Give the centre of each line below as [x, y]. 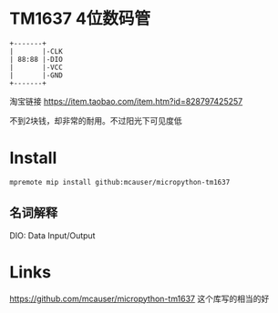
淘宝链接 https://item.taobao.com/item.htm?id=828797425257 [126, 101]
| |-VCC [36, 67]
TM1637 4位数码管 [80, 19]
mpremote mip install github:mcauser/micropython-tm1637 [120, 182]
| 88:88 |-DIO [36, 59]
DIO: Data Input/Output [52, 235]
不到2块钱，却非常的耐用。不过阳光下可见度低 [96, 120]
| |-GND [36, 75]
